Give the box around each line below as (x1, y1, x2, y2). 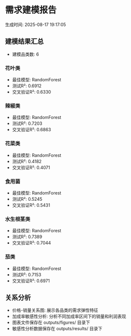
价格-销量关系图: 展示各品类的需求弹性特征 (12, 307, 99, 313)
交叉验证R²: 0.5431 (12, 202, 50, 208)
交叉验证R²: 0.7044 (12, 240, 51, 246)
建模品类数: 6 (12, 51, 39, 57)
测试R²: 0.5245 (12, 196, 43, 202)
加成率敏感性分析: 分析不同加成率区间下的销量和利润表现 (12, 313, 126, 319)
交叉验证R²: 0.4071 (12, 165, 50, 170)
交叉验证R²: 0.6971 (12, 278, 50, 284)
